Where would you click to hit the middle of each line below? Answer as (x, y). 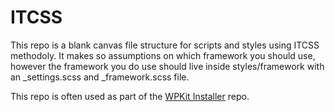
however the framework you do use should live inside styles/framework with (167, 66)
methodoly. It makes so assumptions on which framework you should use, (163, 55)
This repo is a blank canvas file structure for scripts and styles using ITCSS (165, 45)
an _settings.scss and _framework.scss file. (100, 77)
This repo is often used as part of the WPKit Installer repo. (130, 96)
